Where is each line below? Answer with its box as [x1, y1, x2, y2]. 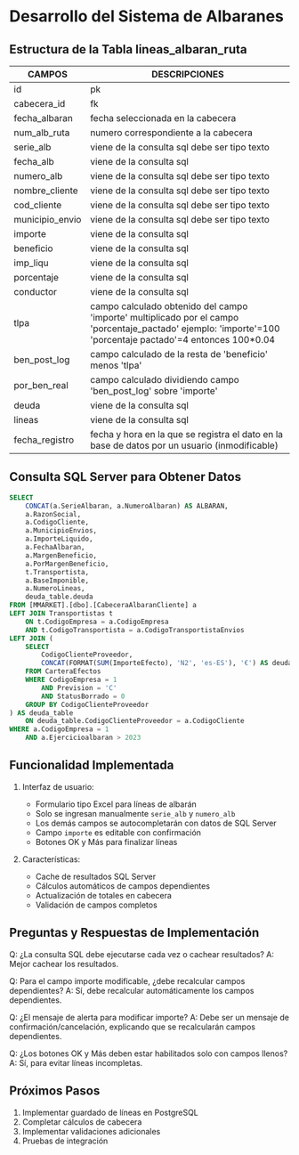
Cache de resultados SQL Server [35, 871, 157, 882]
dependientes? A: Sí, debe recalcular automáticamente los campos [9, 985, 255, 996]
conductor [13, 286, 58, 297]
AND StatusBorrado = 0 [41, 692, 125, 701]
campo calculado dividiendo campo [90, 374, 240, 386]
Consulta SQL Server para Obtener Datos [9, 469, 242, 484]
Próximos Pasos [9, 1084, 101, 1099]
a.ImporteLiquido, [25, 534, 93, 544]
